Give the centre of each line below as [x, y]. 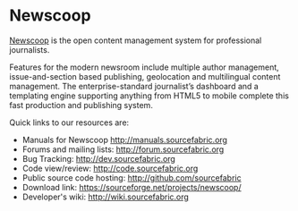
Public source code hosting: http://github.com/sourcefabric [132, 177]
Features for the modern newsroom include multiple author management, [144, 67]
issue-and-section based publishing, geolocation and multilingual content [145, 76]
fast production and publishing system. [81, 105]
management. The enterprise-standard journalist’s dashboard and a [134, 86]
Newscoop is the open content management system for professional [136, 40]
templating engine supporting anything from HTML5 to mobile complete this [149, 96]
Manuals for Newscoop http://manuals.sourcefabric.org [125, 139]
